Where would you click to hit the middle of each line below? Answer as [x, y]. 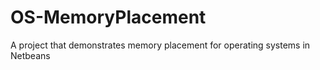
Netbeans [30, 55]
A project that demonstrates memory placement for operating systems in [160, 45]
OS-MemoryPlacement [108, 17]
